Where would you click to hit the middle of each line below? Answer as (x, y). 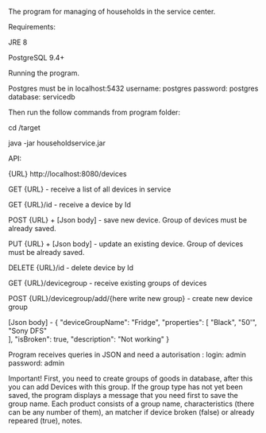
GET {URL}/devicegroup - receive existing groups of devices (108, 283)
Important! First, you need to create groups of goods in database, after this (131, 378)
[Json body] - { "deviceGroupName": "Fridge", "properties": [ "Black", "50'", (133, 322)
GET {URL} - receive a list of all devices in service (90, 189)
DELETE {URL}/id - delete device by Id (71, 268)
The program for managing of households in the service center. (112, 12)
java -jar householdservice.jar (57, 143)
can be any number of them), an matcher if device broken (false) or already (131, 412)
